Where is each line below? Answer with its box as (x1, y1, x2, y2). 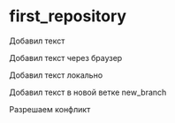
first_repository (9, 6, 126, 27)
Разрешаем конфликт (9, 104, 91, 114)
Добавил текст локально (9, 69, 103, 81)
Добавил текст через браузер (9, 52, 123, 63)
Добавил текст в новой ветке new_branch (9, 87, 167, 97)
